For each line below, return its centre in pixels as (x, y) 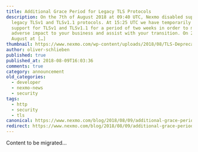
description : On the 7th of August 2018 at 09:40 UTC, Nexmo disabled (95, 17)
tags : (13, 99)
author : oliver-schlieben (38, 50)
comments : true (25, 66)
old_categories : (26, 77)
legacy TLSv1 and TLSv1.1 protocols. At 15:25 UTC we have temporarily (101, 22)
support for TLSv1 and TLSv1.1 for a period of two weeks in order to (100, 28)
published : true (26, 55)
